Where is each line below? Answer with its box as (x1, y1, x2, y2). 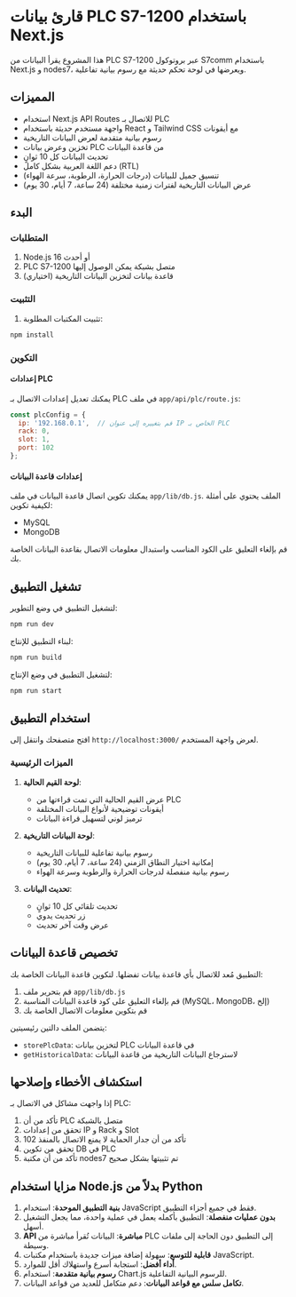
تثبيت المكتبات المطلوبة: (22, 313, 103, 323)
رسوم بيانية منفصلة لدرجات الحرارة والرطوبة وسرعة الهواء (35, 866, 230, 877)
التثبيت (10, 293, 36, 306)
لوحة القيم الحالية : (22, 776, 82, 787)
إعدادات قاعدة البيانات (10, 471, 82, 481)
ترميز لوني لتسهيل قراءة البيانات (35, 813, 143, 824)
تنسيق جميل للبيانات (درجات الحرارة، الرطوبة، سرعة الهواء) (22, 170, 220, 180)
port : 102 (18, 443, 54, 452)
